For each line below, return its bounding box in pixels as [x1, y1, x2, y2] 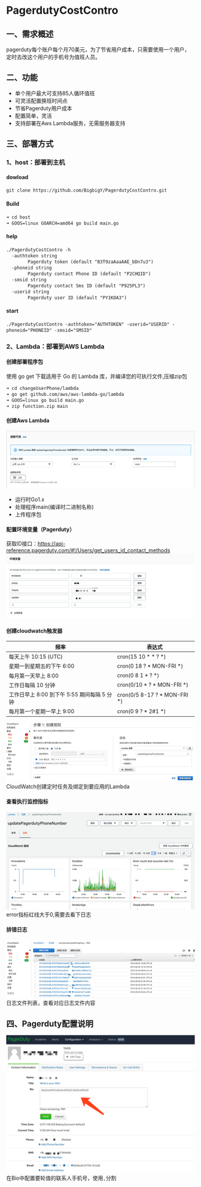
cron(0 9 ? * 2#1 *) [117, 707, 166, 714]
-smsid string [11, 277, 47, 283]
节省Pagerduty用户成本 [14, 104, 72, 111]
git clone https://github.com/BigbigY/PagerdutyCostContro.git [6, 187, 167, 193]
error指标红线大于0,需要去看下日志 [6, 911, 92, 918]
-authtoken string [11, 253, 58, 259]
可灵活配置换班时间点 [14, 97, 68, 104]
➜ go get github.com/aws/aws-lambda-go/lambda [6, 392, 124, 398]
